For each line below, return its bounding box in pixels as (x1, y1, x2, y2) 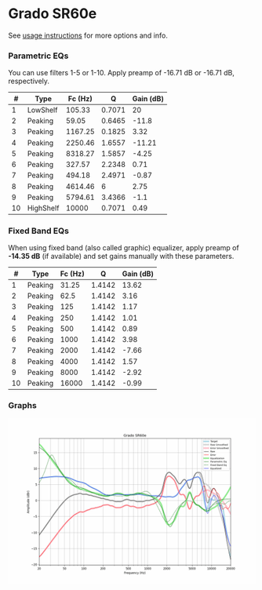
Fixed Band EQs (8, 225, 69, 236)
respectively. (8, 76, 49, 86)
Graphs (8, 400, 37, 411)
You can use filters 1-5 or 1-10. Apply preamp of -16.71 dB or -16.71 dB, (8, 68, 235, 78)
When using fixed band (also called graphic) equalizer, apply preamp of (8, 243, 239, 253)
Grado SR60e (8, 5, 97, 23)
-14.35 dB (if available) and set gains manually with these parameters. (8, 252, 235, 261)
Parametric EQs (8, 50, 69, 61)
